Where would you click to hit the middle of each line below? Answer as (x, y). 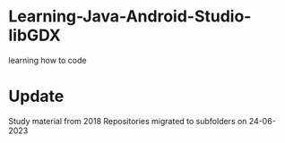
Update (36, 97)
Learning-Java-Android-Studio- (130, 17)
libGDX (35, 35)
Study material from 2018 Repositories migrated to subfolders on (128, 121)
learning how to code (47, 60)
